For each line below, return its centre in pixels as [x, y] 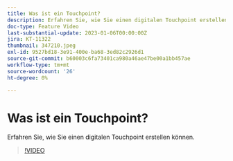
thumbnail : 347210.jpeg [42, 46]
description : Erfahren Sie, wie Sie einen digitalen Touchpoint [102, 20]
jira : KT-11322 [29, 39]
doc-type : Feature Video [43, 26]
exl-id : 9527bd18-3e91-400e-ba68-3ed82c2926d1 [76, 53]
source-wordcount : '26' [42, 71]
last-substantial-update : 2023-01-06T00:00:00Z [77, 33]
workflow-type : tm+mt [38, 65]
